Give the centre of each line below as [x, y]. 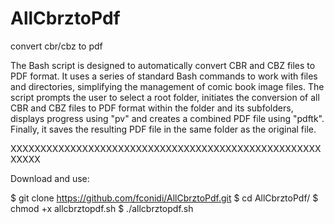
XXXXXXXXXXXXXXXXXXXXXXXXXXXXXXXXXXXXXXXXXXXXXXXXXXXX [166, 148]
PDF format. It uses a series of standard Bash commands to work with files [164, 76]
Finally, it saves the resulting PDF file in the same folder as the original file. [163, 129]
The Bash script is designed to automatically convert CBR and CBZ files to [163, 65]
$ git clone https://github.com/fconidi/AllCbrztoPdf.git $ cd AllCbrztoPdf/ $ [164, 198]
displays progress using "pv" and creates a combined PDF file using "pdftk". [167, 118]
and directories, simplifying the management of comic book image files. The [167, 86]
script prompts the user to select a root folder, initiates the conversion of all [165, 97]
